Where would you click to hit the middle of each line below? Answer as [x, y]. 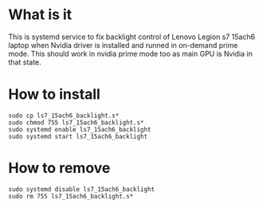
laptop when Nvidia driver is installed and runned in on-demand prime [123, 45]
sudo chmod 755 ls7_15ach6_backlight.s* [77, 122]
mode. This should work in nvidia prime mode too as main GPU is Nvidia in [130, 53]
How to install [55, 94]
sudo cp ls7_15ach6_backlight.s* [64, 116]
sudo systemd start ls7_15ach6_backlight [78, 136]
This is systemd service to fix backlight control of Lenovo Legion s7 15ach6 [132, 37]
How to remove [59, 168]
